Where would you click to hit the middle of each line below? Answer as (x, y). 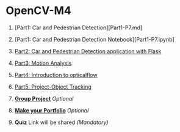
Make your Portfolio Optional (52, 110)
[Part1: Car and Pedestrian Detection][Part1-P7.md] (78, 28)
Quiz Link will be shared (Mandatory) (61, 122)
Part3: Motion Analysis (43, 63)
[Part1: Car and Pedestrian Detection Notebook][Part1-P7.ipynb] (94, 39)
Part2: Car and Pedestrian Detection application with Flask (88, 51)
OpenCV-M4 (38, 11)
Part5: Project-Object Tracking (53, 87)
